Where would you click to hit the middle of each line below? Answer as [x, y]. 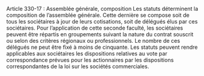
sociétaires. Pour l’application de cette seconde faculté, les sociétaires [95, 28]
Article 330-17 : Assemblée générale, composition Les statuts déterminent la [102, 9]
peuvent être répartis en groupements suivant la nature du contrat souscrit [100, 34]
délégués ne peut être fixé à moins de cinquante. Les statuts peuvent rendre [102, 47]
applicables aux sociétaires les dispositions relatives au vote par [87, 53]
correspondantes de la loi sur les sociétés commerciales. [78, 66]
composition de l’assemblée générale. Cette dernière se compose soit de [98, 15]
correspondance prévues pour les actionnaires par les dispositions [90, 60]
